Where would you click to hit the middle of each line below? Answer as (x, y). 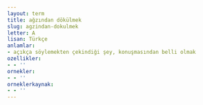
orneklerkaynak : (30, 84)
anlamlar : (21, 46)
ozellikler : (24, 59)
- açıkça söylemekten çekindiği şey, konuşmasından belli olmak (101, 52)
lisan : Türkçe (28, 39)
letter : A (21, 33)
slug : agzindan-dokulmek (43, 26)
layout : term (26, 13)
